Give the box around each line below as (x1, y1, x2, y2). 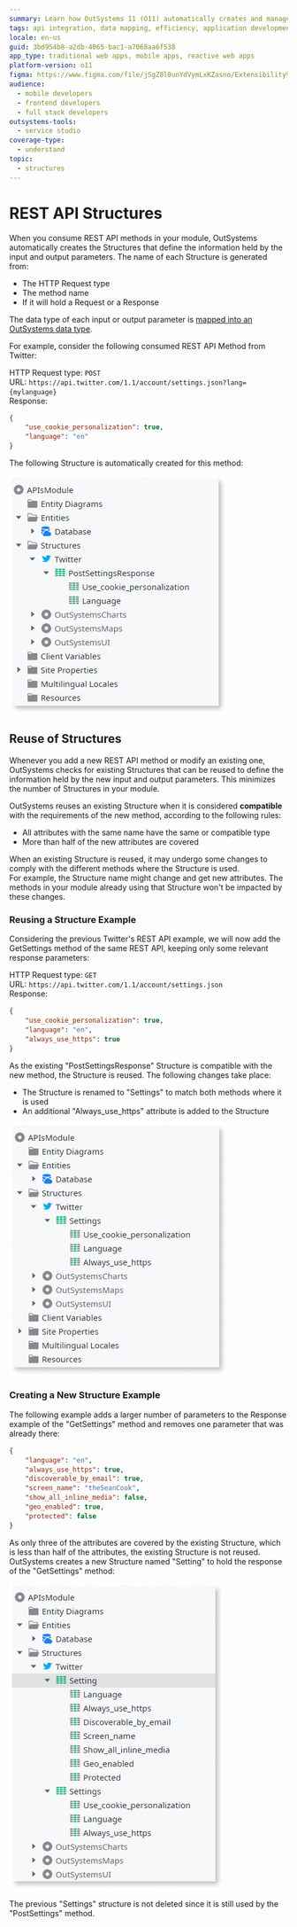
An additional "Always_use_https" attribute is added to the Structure (21, 1105, 270, 1116)
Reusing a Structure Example (9, 913, 137, 925)
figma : (9, 71, 34, 80)
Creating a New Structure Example (9, 1389, 161, 1401)
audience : (9, 80, 46, 89)
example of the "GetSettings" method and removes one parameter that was (9, 1418, 285, 1429)
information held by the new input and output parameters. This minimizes (9, 774, 276, 784)
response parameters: (9, 953, 90, 963)
